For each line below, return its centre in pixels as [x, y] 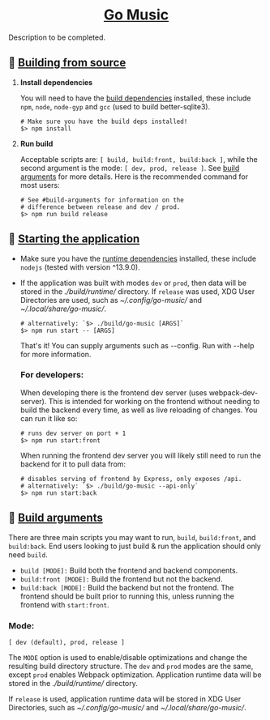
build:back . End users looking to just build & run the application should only [135, 546]
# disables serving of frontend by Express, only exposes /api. [131, 479]
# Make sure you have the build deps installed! [104, 121]
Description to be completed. [57, 37]
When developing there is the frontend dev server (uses [114, 392]
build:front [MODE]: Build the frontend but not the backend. [121, 579]
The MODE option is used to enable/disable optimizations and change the [128, 657]
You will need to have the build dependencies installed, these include [135, 98]
